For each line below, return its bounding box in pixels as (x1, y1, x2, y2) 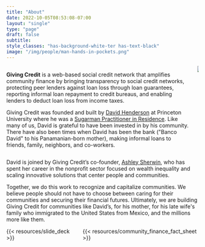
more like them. (6, 215, 46, 223)
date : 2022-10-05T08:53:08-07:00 (6, 15, 92, 21)
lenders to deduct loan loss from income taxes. (6, 97, 125, 104)
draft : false (6, 32, 40, 38)
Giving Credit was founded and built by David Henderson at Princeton (6, 108, 182, 116)
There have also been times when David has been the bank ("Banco (6, 128, 177, 135)
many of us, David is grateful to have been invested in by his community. (6, 122, 189, 129)
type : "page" (6, 26, 40, 32)
